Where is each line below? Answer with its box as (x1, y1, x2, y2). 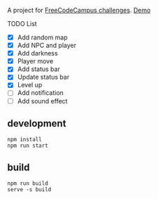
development (7, 117, 66, 129)
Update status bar (17, 73, 70, 82)
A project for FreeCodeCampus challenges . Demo (7, 6, 151, 14)
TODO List (7, 20, 37, 27)
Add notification (17, 89, 64, 97)
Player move (17, 57, 54, 65)
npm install (7, 136, 42, 143)
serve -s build (7, 186, 52, 193)
